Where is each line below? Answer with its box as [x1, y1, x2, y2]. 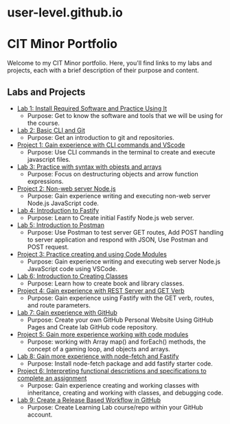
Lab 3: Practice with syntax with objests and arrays [16, 163, 162, 171]
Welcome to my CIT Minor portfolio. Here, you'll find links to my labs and [7, 59, 212, 67]
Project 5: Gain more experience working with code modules [16, 330, 189, 338]
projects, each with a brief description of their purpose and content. [7, 67, 199, 75]
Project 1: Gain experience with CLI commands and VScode [16, 141, 185, 149]
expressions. [27, 177, 64, 185]
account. [27, 410, 53, 419]
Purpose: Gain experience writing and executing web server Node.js [27, 257, 221, 266]
